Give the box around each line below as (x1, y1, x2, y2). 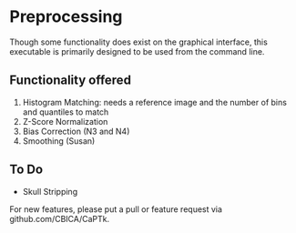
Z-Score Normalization (22, 116, 108, 127)
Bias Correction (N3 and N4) (22, 126, 130, 137)
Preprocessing (9, 6, 123, 27)
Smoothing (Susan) (22, 135, 96, 147)
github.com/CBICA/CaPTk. (9, 213, 110, 224)
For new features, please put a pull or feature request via (9, 203, 223, 215)
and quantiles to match (22, 106, 109, 117)
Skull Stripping (22, 186, 78, 197)
